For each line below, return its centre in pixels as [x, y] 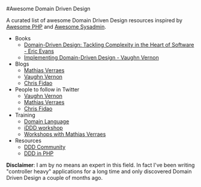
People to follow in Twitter [47, 89]
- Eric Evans [39, 51]
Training [25, 115]
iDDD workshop [43, 128]
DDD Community [45, 147]
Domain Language [46, 121]
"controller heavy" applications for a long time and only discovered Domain [99, 171]
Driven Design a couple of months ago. [55, 178]
